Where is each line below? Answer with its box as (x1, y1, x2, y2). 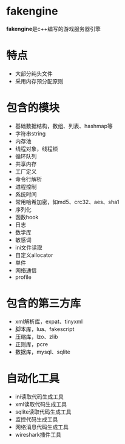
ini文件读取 (15, 244, 42, 251)
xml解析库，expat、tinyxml (15, 318, 83, 325)
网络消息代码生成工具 (15, 423, 69, 431)
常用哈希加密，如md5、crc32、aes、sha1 (15, 198, 120, 205)
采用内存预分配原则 (15, 77, 64, 84)
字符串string (15, 129, 46, 137)
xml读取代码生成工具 (15, 400, 67, 408)
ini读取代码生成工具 (15, 393, 64, 400)
